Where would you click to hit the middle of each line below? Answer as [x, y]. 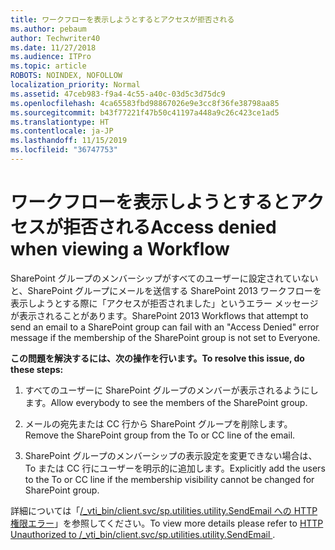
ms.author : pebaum [48, 29]
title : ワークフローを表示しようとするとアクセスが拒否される [122, 19]
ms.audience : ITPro [51, 57]
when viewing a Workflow [120, 249]
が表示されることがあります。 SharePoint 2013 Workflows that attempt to [159, 315]
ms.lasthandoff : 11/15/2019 [69, 141]
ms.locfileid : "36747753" [64, 150]
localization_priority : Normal [75, 85]
